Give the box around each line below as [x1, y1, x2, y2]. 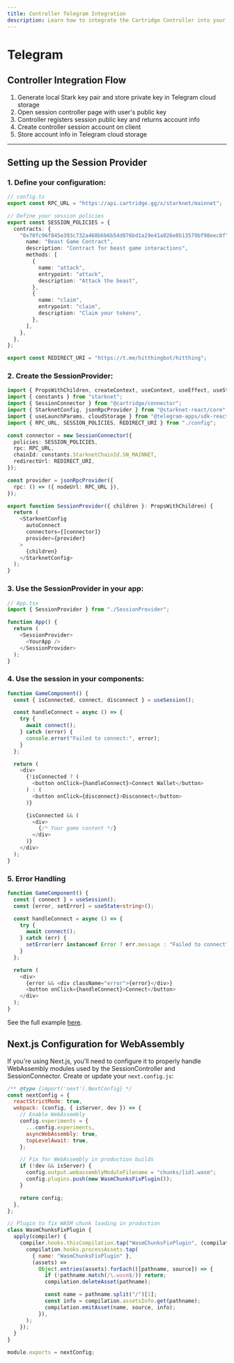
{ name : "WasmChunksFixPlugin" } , [32, 1252, 132, 1259]
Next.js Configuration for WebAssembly [7, 1038, 185, 1050]
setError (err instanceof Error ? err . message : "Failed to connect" [25, 941, 229, 948]
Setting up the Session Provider [7, 156, 148, 168]
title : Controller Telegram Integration [7, 10, 127, 17]
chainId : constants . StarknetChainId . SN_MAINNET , [13, 451, 157, 459]
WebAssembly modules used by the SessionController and [7, 1064, 175, 1072]
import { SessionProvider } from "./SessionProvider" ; [7, 606, 170, 614]
